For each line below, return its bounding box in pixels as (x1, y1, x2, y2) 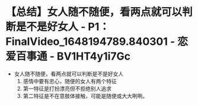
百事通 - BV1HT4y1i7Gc (16, 50, 131, 63)
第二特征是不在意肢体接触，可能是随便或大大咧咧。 (23, 92, 148, 99)
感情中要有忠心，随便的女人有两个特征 (23, 77, 117, 84)
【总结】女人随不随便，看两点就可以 (5, 5, 183, 19)
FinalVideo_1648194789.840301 (5, 35, 168, 48)
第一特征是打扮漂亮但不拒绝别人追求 (23, 85, 112, 92)
